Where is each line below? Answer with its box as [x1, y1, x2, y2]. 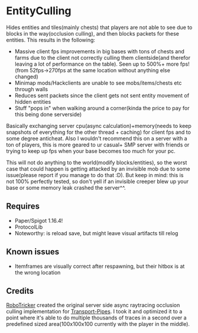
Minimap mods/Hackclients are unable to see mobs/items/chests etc [14, 79, 182, 87]
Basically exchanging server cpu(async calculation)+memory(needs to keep [6, 122, 192, 129]
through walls [14, 85, 48, 92]
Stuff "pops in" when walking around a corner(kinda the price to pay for [14, 104, 190, 111]
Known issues [6, 247, 60, 257]
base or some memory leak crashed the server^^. [6, 184, 126, 191]
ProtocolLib [14, 223, 43, 230]
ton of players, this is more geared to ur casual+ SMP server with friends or [6, 141, 190, 148]
